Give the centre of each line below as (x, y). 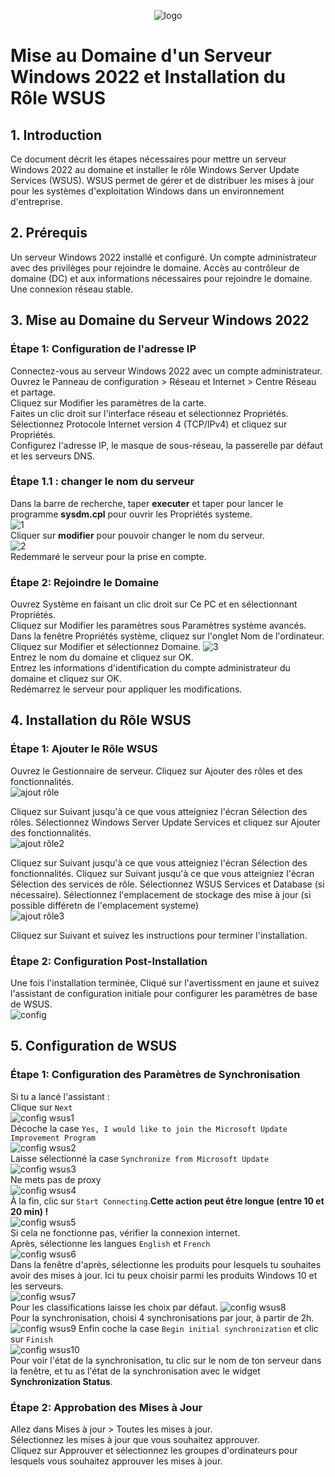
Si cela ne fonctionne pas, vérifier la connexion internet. (125, 1232)
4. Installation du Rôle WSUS (101, 720)
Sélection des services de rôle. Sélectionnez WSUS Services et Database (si (167, 884)
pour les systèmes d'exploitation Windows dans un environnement (147, 191)
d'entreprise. (36, 201)
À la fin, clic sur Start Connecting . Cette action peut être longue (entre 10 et (167, 1201)
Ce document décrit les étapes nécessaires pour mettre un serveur (148, 159)
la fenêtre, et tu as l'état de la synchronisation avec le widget (135, 1371)
